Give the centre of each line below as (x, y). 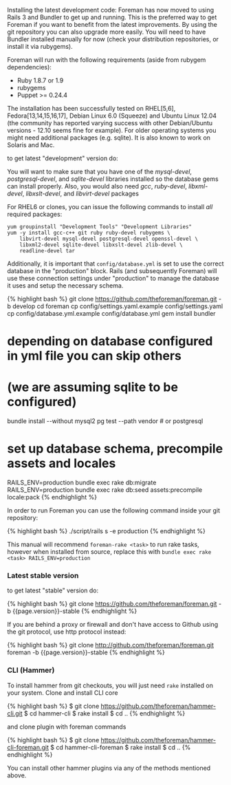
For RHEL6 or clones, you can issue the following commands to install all (110, 207)
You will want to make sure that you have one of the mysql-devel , (100, 172)
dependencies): (29, 67)
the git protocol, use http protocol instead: (67, 632)
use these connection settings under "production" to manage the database (113, 278)
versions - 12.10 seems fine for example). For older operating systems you (112, 130)
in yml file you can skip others (95, 356)
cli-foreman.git (28, 747)
